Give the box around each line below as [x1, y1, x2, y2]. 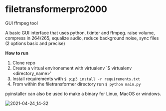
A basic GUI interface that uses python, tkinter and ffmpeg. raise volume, [5, 29, 156, 35]
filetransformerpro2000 [5, 3, 107, 15]
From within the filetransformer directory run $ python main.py [12, 81, 141, 87]
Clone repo [12, 59, 36, 65]
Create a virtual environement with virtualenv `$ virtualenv [12, 65, 132, 71]
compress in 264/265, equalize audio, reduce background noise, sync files [5, 35, 159, 41]
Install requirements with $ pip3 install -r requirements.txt [12, 75, 141, 81]
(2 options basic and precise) [5, 40, 66, 46]
